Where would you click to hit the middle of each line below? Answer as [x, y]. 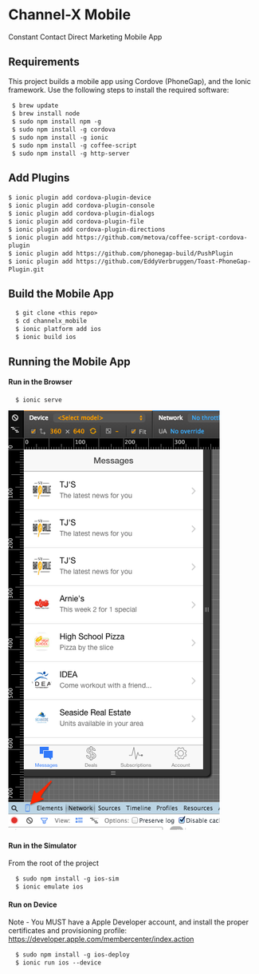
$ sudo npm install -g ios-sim [67, 879]
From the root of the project [54, 863]
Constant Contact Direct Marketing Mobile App [85, 37]
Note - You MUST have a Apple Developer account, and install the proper [129, 922]
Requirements [44, 62]
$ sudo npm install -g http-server [71, 154]
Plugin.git [26, 269]
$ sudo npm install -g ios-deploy [73, 955]
